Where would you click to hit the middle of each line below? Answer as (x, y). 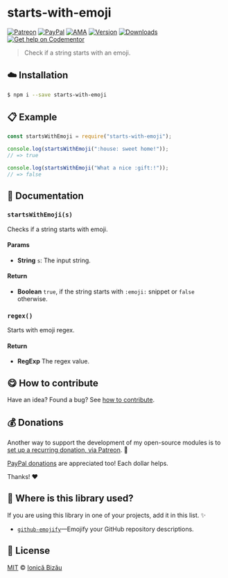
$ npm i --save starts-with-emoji (57, 95)
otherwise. (33, 298)
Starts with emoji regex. (41, 330)
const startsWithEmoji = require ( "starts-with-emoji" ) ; (89, 136)
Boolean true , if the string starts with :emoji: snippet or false (106, 291)
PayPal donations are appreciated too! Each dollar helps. (88, 463)
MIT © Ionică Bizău (35, 567)
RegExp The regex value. (53, 361)
